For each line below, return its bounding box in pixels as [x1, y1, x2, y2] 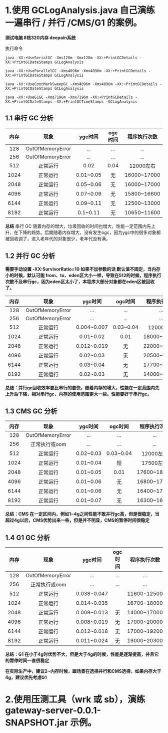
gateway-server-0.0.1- [5, 705, 101, 716]
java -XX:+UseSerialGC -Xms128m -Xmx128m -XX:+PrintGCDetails [5, 55, 137, 60]
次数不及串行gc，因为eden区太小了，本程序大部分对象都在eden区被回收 [5, 279, 155, 285]
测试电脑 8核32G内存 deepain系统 [5, 35, 76, 41]
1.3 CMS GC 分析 [5, 407, 57, 415]
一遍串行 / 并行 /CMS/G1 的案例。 [5, 17, 142, 29]
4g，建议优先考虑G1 [5, 674, 47, 680]
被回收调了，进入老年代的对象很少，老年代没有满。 [5, 235, 110, 241]
